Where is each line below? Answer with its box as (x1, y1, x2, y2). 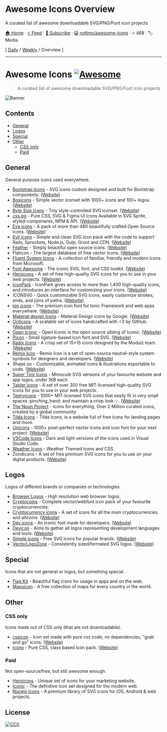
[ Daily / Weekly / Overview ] (5, 46, 64, 53)
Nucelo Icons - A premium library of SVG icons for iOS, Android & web (12, 688, 157, 695)
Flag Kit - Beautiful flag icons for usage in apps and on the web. (12, 578, 143, 584)
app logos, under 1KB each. (12, 377, 69, 383)
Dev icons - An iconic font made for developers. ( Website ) (12, 520, 132, 526)
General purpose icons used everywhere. (5, 177, 90, 183)
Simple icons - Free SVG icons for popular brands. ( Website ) (12, 536, 137, 542)
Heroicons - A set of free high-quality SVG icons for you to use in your (12, 271, 157, 277)
